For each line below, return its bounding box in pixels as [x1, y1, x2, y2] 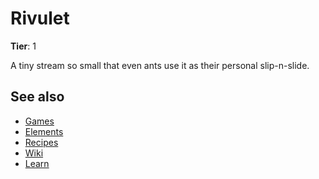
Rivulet [10, 7, 70, 30]
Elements [24, 125, 64, 137]
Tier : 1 [10, 40, 37, 52]
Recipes [24, 136, 59, 148]
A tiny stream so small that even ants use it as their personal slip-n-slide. [10, 59, 310, 71]
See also [10, 88, 65, 106]
